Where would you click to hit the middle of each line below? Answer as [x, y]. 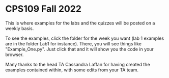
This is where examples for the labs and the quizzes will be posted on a [80, 23]
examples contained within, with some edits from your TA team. [72, 70]
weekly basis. [20, 28]
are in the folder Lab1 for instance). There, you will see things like [73, 43]
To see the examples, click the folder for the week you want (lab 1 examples [85, 38]
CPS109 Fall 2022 [43, 9]
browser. [15, 55]
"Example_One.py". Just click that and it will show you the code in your [79, 49]
